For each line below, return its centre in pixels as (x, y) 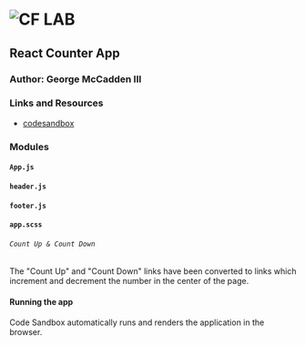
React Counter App (65, 53)
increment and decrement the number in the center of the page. (129, 281)
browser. (26, 331)
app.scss (26, 225)
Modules (30, 147)
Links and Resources (56, 103)
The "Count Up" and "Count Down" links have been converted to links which (153, 271)
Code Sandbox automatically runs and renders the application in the (137, 322)
